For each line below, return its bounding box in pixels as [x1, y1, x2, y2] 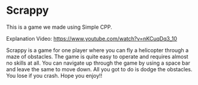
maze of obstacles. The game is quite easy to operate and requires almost [6, 53, 189, 60]
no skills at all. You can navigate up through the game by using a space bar [6, 59, 191, 66]
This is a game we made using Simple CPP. [6, 23, 112, 31]
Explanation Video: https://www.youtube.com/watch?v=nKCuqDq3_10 [6, 35, 178, 42]
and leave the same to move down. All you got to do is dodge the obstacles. [6, 65, 193, 72]
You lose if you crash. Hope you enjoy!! [6, 72, 103, 79]
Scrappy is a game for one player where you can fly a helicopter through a [6, 46, 189, 54]
